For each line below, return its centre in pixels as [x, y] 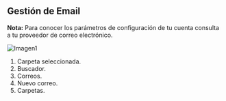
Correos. [29, 76]
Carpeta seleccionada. [49, 61]
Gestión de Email [44, 11]
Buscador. [32, 68]
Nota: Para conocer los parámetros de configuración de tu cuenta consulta [113, 27]
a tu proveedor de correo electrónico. [60, 35]
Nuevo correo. [37, 83]
